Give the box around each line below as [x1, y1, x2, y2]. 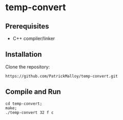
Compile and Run [5, 87, 61, 96]
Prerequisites [5, 22, 49, 31]
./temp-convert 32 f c [5, 110, 54, 115]
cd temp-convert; [5, 101, 43, 106]
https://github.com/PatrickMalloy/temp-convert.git [5, 74, 118, 79]
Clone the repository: [5, 63, 50, 70]
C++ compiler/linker [12, 35, 55, 41]
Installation [5, 50, 42, 59]
